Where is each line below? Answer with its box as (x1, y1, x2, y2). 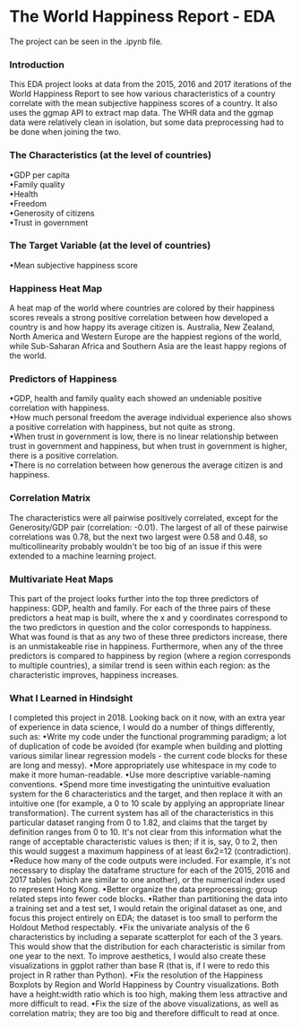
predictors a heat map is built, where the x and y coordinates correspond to (9, 612, 288, 623)
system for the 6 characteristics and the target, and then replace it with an (9, 788, 283, 800)
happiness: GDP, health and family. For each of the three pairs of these (9, 603, 271, 614)
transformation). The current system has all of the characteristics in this (9, 808, 274, 819)
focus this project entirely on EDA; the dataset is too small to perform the (9, 913, 278, 924)
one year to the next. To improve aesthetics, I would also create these (9, 951, 266, 961)
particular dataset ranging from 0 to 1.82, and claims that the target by (9, 817, 268, 828)
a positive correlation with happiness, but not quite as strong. (9, 422, 236, 433)
